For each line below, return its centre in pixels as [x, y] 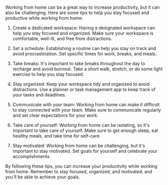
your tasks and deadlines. [39, 95]
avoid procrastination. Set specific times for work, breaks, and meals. [85, 54]
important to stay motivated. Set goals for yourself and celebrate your [85, 151]
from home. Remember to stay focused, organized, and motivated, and [79, 172]
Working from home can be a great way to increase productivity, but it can [82, 7]
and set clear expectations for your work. [55, 115]
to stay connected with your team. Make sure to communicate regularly [87, 110]
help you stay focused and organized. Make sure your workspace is [83, 33]
